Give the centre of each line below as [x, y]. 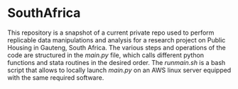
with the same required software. [56, 77]
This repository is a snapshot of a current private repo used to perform [111, 32]
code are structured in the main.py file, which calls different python [106, 55]
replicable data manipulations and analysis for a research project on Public [117, 40]
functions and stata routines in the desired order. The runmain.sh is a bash [117, 62]
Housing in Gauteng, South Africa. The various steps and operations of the [117, 47]
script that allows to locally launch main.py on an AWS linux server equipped [119, 70]
